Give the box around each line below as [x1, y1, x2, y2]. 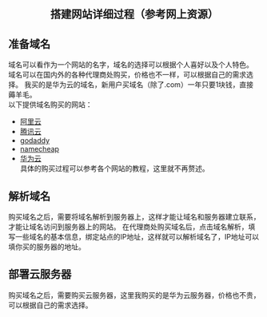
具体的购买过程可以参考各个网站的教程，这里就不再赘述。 [19, 164, 209, 173]
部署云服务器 [8, 267, 72, 281]
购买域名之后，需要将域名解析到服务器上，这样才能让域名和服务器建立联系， [8, 212, 261, 222]
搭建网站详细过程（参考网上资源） [50, 7, 218, 22]
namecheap [19, 145, 60, 154]
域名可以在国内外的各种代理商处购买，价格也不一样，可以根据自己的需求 [8, 70, 246, 80]
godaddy [19, 136, 50, 145]
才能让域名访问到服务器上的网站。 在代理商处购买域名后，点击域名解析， [8, 222, 249, 232]
